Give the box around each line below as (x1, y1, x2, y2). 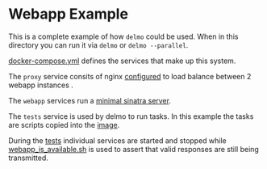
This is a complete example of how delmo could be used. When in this (8, 32, 239, 41)
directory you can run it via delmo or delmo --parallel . (8, 40, 189, 49)
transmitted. (8, 153, 48, 163)
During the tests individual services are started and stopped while (8, 135, 227, 146)
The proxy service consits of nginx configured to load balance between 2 (8, 71, 252, 81)
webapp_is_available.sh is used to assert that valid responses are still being (8, 144, 260, 154)
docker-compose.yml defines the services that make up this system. (8, 56, 236, 65)
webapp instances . (8, 80, 74, 90)
